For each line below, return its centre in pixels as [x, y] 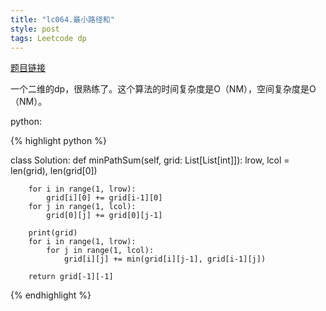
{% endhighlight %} [51, 295]
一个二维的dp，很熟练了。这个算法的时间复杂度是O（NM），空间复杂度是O [163, 89]
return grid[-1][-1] [71, 277]
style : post [35, 29]
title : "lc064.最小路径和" [62, 19]
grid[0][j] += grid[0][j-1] [104, 216]
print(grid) [53, 233]
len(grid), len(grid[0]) [54, 171]
